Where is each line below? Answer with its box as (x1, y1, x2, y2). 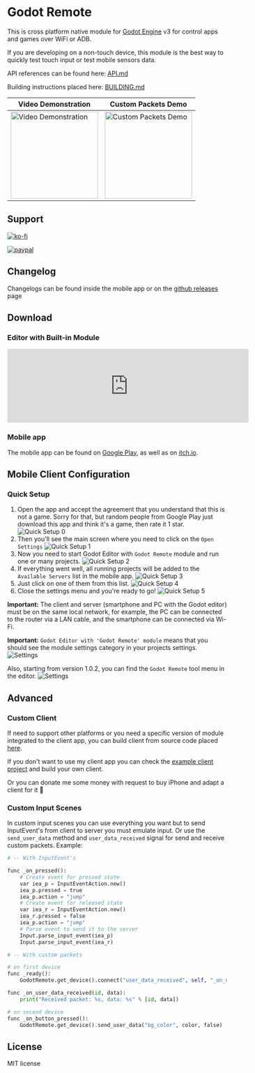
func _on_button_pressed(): (7, 1015, 89, 1022)
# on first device (7, 964, 61, 971)
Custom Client (7, 713, 57, 723)
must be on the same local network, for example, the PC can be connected (7, 608, 222, 616)
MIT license (7, 1059, 41, 1068)
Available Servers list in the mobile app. (17, 572, 134, 580)
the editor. (7, 672, 37, 681)
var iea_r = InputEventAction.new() (20, 906, 127, 913)
